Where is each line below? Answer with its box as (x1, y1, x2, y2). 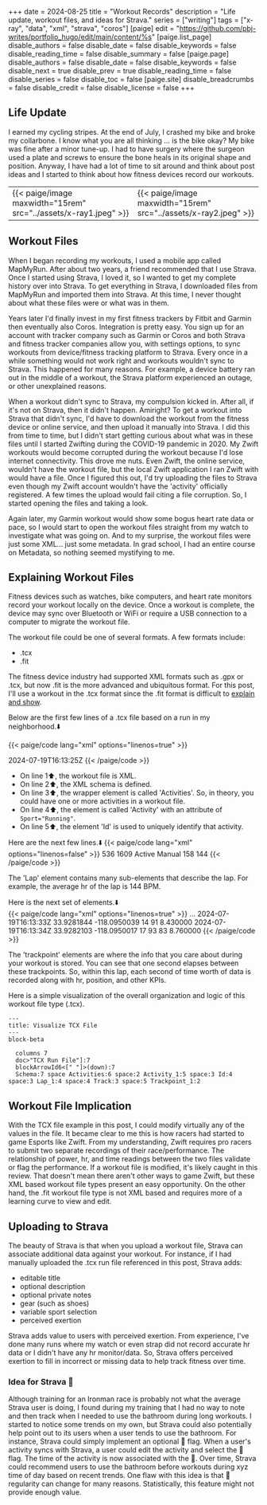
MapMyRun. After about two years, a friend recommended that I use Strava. (8, 264, 257, 273)
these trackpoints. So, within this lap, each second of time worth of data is (8, 967, 252, 976)
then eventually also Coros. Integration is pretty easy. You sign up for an (8, 322, 245, 332)
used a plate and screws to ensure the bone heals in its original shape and (8, 152, 252, 162)
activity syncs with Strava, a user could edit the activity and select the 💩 (8, 1445, 244, 1455)
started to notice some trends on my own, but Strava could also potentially (8, 1420, 252, 1429)
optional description (19, 1282, 86, 1291)
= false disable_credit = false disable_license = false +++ (8, 83, 195, 92)
